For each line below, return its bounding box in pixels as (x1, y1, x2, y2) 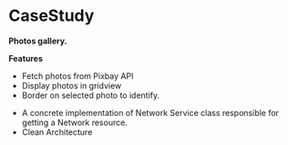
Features (8, 53, 43, 63)
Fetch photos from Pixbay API (21, 70, 134, 82)
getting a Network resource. (21, 117, 129, 128)
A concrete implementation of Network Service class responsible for (21, 107, 280, 118)
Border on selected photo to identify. (21, 90, 160, 101)
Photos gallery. (8, 35, 67, 46)
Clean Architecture (21, 126, 93, 137)
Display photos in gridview (21, 80, 122, 91)
